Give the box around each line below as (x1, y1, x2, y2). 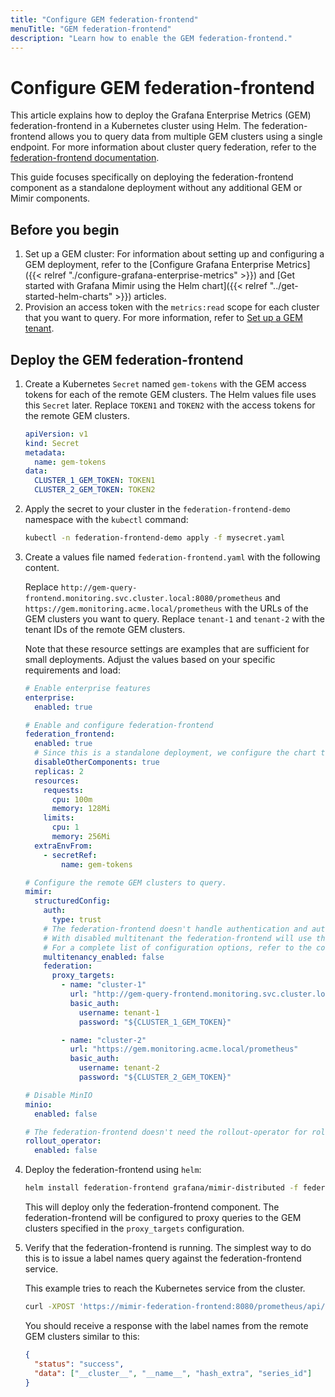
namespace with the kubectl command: (24, 514, 189, 526)
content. (24, 561, 60, 573)
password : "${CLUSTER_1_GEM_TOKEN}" (78, 1017, 232, 1027)
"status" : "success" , (34, 1359, 125, 1369)
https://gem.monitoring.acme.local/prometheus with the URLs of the (24, 602, 309, 614)
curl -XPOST (24, 1302, 75, 1312)
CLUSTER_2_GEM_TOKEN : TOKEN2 (34, 485, 156, 495)
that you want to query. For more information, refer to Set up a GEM (24, 312, 303, 324)
